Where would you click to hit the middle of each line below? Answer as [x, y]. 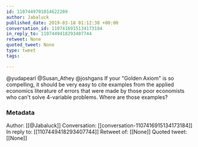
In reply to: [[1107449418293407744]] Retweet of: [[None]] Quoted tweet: [97, 132]
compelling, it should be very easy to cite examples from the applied [90, 85]
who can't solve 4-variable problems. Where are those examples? [87, 97]
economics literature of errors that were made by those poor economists [95, 90]
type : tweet [21, 51]
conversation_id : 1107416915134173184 [54, 28]
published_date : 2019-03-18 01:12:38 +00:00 [62, 23]
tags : [13, 56]
